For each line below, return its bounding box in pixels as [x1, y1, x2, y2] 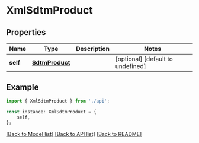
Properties [6, 27, 46, 37]
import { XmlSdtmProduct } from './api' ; [6, 98, 110, 104]
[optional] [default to [115, 55, 173, 63]
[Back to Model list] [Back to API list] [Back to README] [6, 131, 142, 138]
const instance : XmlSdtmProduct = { [6, 109, 97, 115]
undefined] [115, 62, 146, 70]
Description [76, 45, 110, 53]
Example [6, 82, 39, 93]
